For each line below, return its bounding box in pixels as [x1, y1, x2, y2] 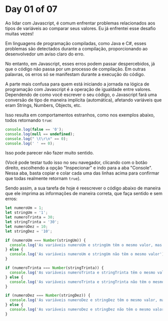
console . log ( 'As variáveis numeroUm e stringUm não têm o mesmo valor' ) [9, 251, 164, 257]
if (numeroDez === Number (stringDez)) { [5, 293, 91, 298]
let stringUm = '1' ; [5, 210, 48, 215]
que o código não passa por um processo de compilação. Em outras [5, 66, 146, 72]
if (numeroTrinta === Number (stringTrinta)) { [5, 265, 104, 270]
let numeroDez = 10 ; [5, 224, 48, 229]
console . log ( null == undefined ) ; [5, 131, 75, 136]
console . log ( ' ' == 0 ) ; [5, 141, 55, 146]
